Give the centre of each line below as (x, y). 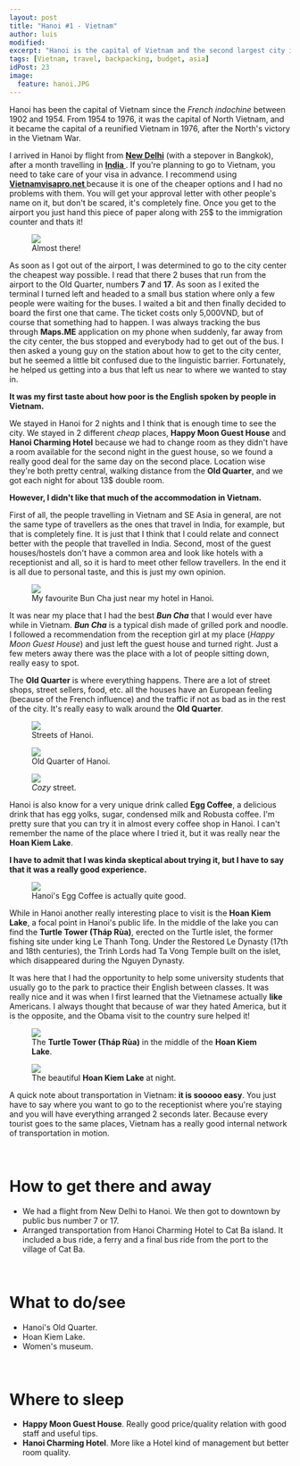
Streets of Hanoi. (62, 734)
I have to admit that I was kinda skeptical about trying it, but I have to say (146, 859)
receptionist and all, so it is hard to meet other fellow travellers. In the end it (148, 562)
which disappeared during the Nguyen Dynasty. (97, 960)
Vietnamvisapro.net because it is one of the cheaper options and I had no (146, 183)
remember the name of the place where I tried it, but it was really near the (145, 833)
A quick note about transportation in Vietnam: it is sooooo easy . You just (143, 1094)
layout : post (33, 17)
